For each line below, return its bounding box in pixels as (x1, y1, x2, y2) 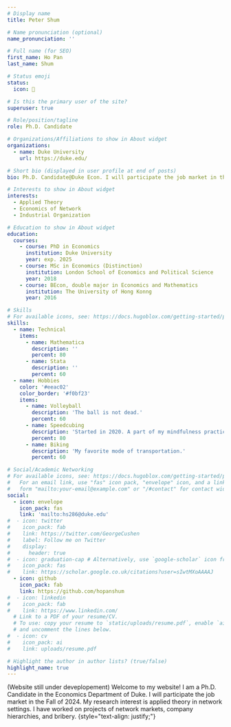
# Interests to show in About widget (7, 186, 115, 193)
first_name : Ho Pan (7, 54, 63, 61)
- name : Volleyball (25, 403, 81, 410)
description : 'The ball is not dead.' (32, 409, 143, 416)
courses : (13, 237, 38, 244)
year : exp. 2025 (25, 256, 72, 263)
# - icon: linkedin (7, 594, 67, 601)
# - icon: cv (7, 633, 48, 640)
